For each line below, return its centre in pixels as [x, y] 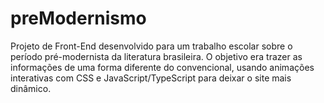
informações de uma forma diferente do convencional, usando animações [162, 67]
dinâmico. [31, 88]
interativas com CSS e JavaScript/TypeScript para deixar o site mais [151, 78]
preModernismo [78, 18]
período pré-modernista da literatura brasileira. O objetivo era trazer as [156, 56]
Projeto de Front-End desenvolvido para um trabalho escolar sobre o [151, 46]
